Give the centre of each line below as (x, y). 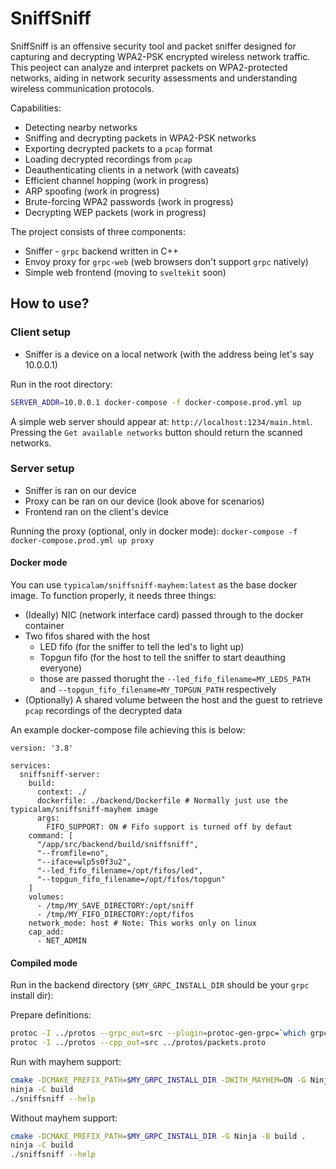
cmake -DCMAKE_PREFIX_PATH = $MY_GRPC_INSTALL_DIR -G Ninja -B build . (158, 1136)
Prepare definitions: (51, 1015)
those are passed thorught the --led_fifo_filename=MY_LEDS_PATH (175, 678)
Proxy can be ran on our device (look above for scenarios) (144, 501)
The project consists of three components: (98, 231)
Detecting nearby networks (81, 127)
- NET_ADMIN (61, 941)
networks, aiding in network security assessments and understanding (154, 78)
